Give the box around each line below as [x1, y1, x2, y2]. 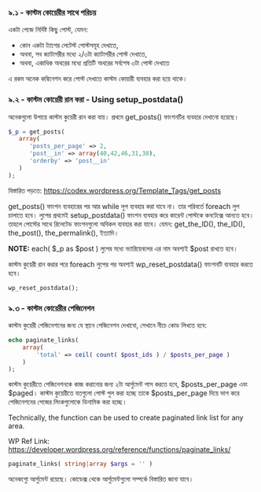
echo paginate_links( [8, 336, 79, 344]
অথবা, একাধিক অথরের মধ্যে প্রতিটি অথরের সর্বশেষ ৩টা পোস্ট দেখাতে [19, 58, 170, 68]
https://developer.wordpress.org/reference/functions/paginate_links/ [8, 445, 231, 454]
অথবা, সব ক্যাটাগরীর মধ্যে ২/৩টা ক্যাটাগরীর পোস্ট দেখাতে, [19, 50, 148, 59]
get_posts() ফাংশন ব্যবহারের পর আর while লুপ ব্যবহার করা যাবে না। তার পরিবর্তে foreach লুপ [8, 201, 240, 211]
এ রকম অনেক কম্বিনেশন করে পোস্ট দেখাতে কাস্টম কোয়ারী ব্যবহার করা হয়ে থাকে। [8, 74, 188, 83]
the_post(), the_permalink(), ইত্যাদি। [8, 228, 119, 237]
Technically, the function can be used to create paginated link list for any [8, 413, 244, 423]
